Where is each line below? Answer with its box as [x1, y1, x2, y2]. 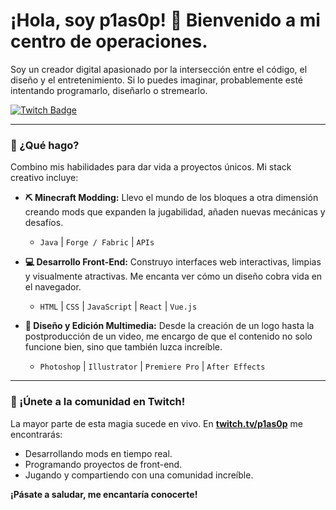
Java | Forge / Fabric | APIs [39, 236, 155, 248]
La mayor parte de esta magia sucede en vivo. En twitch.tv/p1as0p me [10, 417, 303, 429]
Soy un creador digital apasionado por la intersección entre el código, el [10, 63, 308, 75]
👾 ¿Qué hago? [10, 138, 80, 152]
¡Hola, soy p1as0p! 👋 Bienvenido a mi [10, 9, 321, 32]
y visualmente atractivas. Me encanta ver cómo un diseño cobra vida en [24, 270, 323, 283]
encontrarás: [10, 428, 63, 440]
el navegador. [24, 281, 82, 293]
